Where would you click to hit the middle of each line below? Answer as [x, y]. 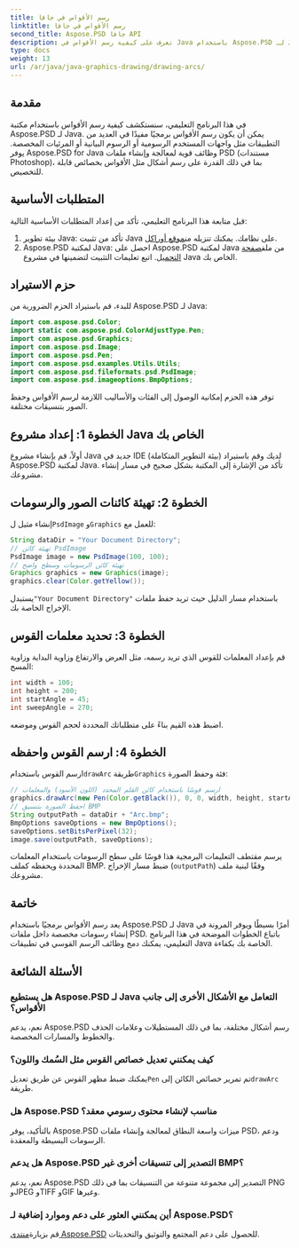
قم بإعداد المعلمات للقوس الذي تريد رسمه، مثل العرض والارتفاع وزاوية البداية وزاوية [148, 657]
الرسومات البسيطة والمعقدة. [58, 1140]
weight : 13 [30, 59]
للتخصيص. [27, 171]
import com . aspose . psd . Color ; [66, 322]
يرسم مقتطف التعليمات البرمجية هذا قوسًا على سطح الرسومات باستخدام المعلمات [146, 857]
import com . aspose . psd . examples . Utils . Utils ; [95, 363]
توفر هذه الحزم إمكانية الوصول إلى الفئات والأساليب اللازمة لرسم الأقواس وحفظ [142, 397]
